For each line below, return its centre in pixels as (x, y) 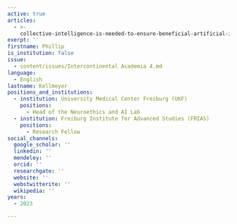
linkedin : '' (33, 151)
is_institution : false (41, 54)
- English (28, 79)
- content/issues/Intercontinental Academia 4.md (88, 66)
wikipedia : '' (34, 191)
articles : (22, 20)
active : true (26, 14)
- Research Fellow (53, 132)
